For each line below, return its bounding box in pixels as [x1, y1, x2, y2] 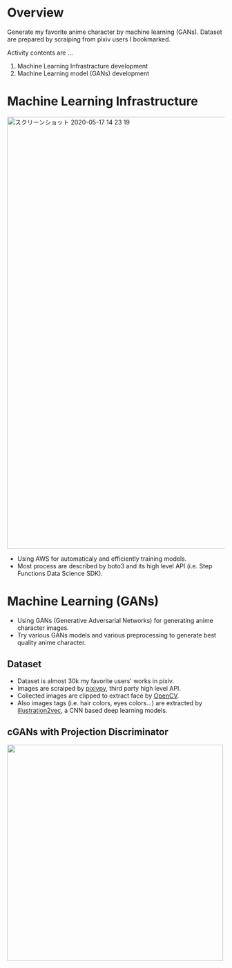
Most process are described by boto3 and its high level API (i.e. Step [17, 561, 213, 570]
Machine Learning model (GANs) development [17, 69, 150, 77]
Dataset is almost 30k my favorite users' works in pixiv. [17, 676, 175, 685]
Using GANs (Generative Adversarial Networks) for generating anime [17, 616, 214, 624]
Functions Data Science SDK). [17, 569, 104, 577]
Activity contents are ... [7, 48, 73, 57]
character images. [17, 624, 69, 632]
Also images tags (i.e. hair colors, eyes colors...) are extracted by [17, 698, 202, 707]
